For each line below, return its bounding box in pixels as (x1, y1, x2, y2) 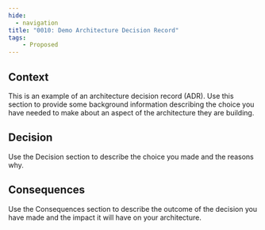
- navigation (15, 19, 59, 27)
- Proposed (22, 41, 59, 49)
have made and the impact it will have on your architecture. (8, 213, 202, 222)
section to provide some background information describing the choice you (8, 100, 255, 109)
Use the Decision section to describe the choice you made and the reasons (8, 152, 254, 161)
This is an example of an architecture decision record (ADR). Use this (8, 91, 234, 100)
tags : (8, 33, 26, 42)
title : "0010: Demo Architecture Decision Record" (8, 26, 179, 34)
